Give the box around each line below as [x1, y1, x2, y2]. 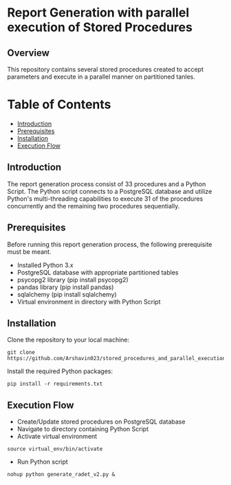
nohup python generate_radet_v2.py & [7, 471, 115, 478]
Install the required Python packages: [7, 367, 113, 375]
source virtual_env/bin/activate [7, 446, 103, 453]
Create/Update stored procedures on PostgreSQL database [16, 417, 186, 426]
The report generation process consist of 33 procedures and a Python [7, 179, 206, 188]
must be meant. [7, 247, 52, 256]
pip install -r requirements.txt [7, 381, 103, 388]
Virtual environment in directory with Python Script [16, 297, 161, 306]
